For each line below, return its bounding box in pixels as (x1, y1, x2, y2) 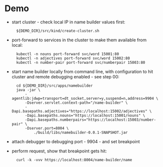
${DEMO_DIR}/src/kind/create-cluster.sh (16, 28, 100, 33)
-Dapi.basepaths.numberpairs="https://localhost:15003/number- (24, 117, 157, 122)
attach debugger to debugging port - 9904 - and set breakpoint (11, 138, 140, 144)
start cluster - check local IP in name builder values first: (11, 19, 125, 25)
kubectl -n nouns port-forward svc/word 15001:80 (16, 52, 119, 56)
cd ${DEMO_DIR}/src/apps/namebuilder (16, 83, 93, 88)
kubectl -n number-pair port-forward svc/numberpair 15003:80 (16, 60, 145, 65)
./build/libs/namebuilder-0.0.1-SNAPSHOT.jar (33, 130, 128, 135)
